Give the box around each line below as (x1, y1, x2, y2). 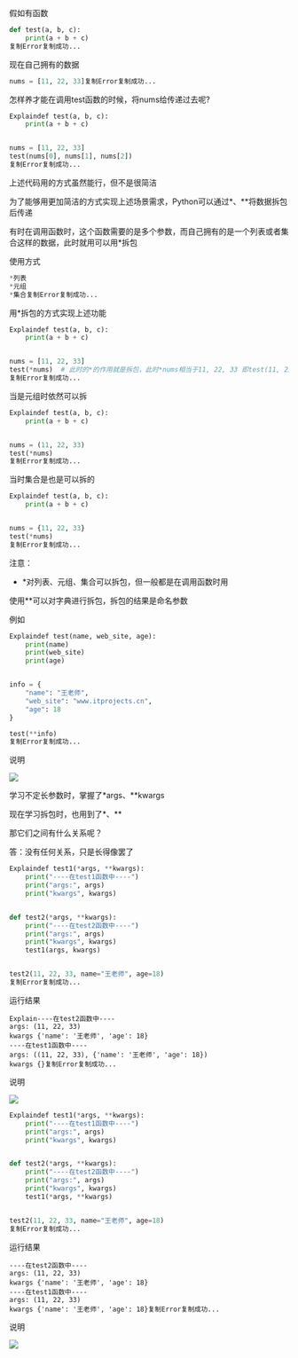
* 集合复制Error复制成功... (9, 290, 98, 299)
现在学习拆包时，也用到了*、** (9, 809, 122, 820)
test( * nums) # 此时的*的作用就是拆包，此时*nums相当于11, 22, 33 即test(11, (9, 365, 281, 374)
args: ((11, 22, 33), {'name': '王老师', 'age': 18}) (9, 1050, 208, 1059)
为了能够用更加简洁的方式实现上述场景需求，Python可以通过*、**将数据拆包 (9, 196, 288, 207)
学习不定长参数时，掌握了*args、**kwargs (9, 790, 165, 801)
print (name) (25, 640, 69, 649)
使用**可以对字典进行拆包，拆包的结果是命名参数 (9, 595, 189, 606)
